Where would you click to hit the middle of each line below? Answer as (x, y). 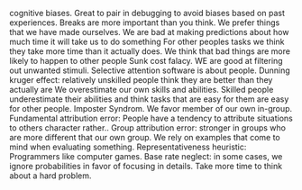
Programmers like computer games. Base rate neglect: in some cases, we (146, 156)
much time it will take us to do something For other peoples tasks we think (147, 41)
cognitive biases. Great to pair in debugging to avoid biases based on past (147, 13)
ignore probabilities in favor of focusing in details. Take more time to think (146, 166)
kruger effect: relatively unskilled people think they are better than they (141, 80)
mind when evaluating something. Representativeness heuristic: (128, 147)
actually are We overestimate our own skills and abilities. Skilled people (142, 90)
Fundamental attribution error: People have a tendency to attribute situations (151, 118)
